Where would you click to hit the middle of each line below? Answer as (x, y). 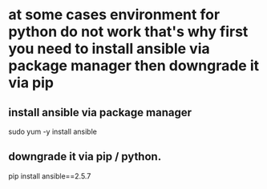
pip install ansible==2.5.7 (50, 176)
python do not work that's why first (128, 32)
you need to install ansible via (109, 49)
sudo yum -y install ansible (53, 131)
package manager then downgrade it (133, 66)
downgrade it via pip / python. (85, 157)
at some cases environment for (114, 15)
